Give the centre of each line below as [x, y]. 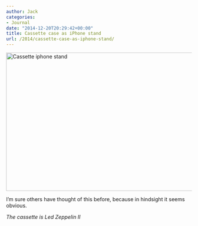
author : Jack [22, 12]
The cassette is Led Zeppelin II [43, 217]
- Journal [18, 22]
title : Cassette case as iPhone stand [54, 34]
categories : [21, 17]
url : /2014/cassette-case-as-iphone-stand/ [60, 39]
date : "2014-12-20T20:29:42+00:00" [50, 28]
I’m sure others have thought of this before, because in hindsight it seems [95, 199]
